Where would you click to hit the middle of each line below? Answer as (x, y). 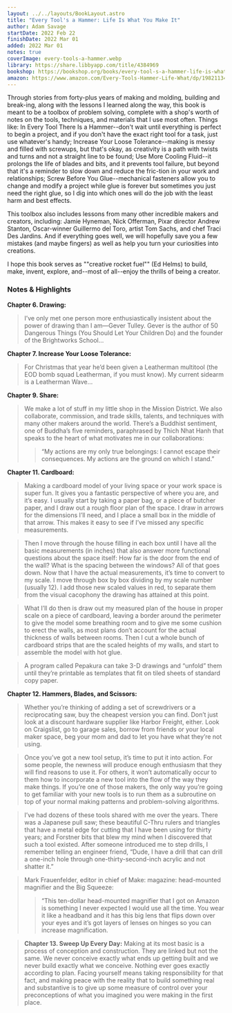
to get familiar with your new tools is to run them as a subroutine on (120, 794)
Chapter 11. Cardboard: (41, 472)
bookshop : (21, 71)
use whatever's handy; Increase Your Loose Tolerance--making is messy (111, 142)
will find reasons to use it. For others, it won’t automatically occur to (120, 772)
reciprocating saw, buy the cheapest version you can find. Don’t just (121, 715)
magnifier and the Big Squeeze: (69, 887)
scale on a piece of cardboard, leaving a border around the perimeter (123, 615)
